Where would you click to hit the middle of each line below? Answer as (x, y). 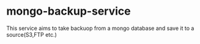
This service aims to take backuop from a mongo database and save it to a (100, 28)
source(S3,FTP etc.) (31, 34)
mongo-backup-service (69, 11)
